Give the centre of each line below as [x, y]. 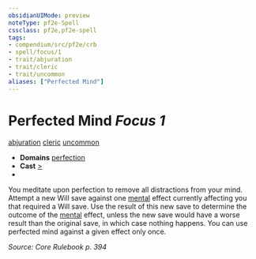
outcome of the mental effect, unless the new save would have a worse [124, 215]
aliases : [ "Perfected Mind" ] [56, 81]
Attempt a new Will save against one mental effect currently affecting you [128, 198]
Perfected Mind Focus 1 [87, 120]
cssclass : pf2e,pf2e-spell [53, 30]
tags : [17, 38]
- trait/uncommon [37, 74]
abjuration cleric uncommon [54, 142]
